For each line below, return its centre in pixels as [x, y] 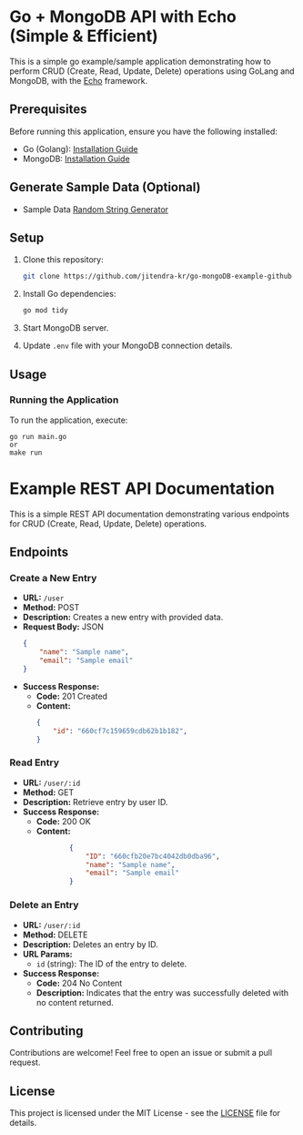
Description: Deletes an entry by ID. [91, 944]
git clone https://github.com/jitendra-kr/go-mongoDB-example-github [157, 276]
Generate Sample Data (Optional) [105, 187]
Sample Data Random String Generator [96, 209]
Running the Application [64, 400]
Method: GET [48, 792]
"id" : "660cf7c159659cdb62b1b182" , [121, 731]
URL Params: [47, 954]
